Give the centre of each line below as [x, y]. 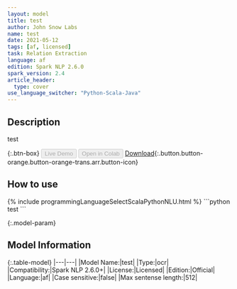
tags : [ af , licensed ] [39, 47]
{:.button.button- [179, 153]
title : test [25, 21]
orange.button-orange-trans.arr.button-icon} [73, 162]
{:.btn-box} [24, 153]
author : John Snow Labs [43, 27]
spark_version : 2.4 [36, 73]
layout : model [28, 14]
